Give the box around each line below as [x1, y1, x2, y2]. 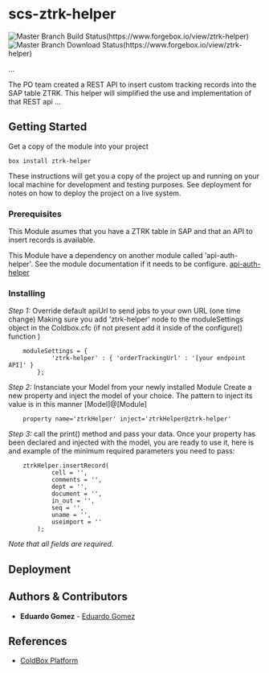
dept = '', [51, 483, 88, 491]
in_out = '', [51, 497, 95, 505]
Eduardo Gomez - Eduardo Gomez [19, 611, 136, 621]
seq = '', [51, 504, 84, 512]
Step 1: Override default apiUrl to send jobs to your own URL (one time [8, 306, 241, 316]
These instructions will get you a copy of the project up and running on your [8, 170, 259, 181]
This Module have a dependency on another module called [8, 251, 203, 261]
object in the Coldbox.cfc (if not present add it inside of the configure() [8, 323, 243, 333]
